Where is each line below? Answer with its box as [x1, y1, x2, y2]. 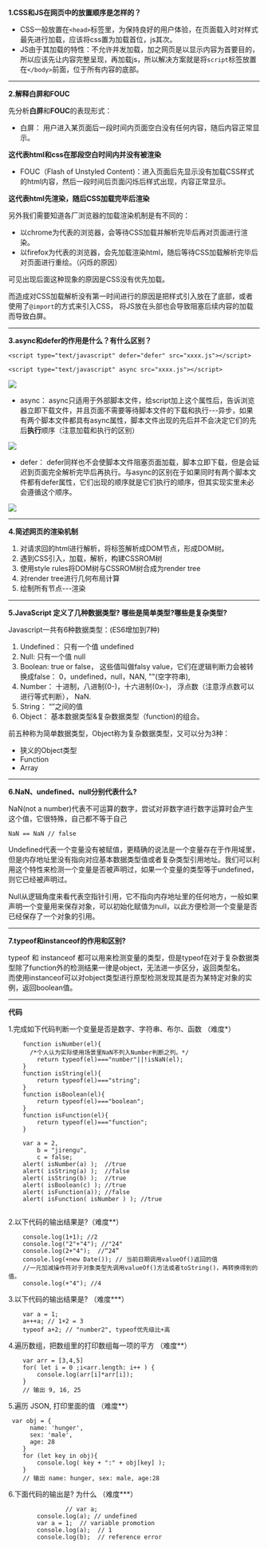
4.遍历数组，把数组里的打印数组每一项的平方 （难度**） [8, 1341, 191, 1350]
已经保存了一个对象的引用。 [8, 912, 100, 920]
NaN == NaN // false [8, 830, 77, 838]
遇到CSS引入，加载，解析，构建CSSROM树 [19, 554, 163, 563]
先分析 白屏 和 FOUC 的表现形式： [8, 106, 112, 115]
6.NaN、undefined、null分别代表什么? [8, 787, 137, 796]
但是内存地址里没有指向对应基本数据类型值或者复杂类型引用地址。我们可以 [8, 855, 253, 864]
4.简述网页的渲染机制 [8, 526, 78, 536]
